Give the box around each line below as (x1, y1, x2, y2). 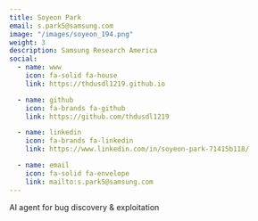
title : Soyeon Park (9, 12, 82, 22)
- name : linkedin (17, 128, 82, 137)
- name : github (17, 95, 74, 104)
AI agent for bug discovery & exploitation (9, 201, 160, 212)
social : (9, 54, 38, 63)
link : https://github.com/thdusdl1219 (25, 112, 170, 121)
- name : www (17, 63, 62, 72)
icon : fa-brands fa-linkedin (25, 136, 134, 145)
